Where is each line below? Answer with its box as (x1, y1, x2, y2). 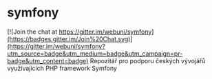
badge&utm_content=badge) (7, 56, 89, 65)
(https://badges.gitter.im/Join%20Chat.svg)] (7, 34, 133, 43)
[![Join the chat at (7, 27, 58, 36)
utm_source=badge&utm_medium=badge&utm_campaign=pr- (7, 49, 183, 58)
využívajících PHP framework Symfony (7, 64, 117, 72)
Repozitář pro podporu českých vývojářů (89, 56, 206, 65)
